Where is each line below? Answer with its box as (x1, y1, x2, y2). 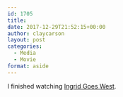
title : (7, 17, 27, 24)
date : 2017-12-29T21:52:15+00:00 (7, 23, 106, 30)
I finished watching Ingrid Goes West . (7, 82, 117, 90)
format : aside (7, 63, 49, 70)
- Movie (13, 56, 37, 63)
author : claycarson (7, 30, 65, 37)
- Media (13, 50, 37, 57)
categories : (7, 43, 42, 50)
